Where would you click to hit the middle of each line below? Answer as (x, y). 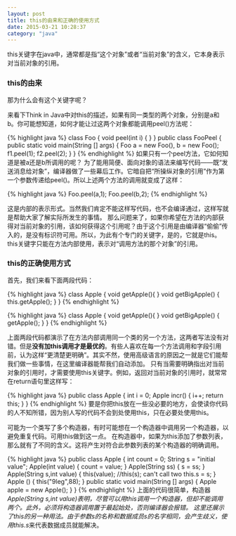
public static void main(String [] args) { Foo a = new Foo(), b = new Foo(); (113, 145)
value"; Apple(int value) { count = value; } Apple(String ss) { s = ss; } (106, 466)
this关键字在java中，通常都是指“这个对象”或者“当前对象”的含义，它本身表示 (116, 54)
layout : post (26, 14)
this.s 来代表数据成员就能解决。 (58, 525)
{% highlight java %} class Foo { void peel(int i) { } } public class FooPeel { (114, 137)
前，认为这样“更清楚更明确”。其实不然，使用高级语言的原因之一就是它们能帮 (118, 355)
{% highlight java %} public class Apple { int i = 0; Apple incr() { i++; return (115, 395)
